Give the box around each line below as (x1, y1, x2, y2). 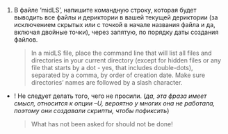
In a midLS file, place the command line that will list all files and (31, 49, 212, 57)
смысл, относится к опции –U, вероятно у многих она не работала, (13, 99, 215, 107)
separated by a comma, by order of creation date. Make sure (31, 71, 206, 79)
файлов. (13, 35, 38, 44)
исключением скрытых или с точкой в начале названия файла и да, (13, 21, 215, 28)
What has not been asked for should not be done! (31, 120, 173, 128)
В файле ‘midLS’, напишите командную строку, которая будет (13, 6, 197, 14)
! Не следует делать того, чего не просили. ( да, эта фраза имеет (13, 92, 207, 100)
